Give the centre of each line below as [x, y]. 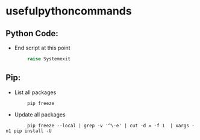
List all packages [35, 92]
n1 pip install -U [29, 131]
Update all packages [40, 114]
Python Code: [32, 33]
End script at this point [42, 48]
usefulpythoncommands [69, 11]
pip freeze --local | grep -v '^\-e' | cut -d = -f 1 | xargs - [111, 126]
